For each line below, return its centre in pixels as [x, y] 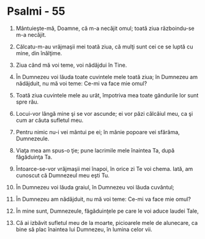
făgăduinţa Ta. [34, 157]
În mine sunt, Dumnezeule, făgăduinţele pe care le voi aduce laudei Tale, [107, 211]
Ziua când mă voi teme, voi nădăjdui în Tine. [71, 65]
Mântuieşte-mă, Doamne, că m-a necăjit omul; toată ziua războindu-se [105, 28]
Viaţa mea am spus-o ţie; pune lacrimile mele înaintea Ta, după [95, 150]
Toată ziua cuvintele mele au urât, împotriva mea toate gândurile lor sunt [107, 95]
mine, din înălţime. [39, 53]
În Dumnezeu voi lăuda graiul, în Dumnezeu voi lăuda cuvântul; [95, 187]
